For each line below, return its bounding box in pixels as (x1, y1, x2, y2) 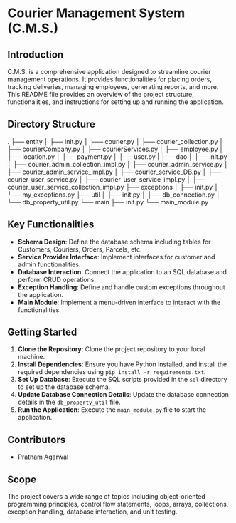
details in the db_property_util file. (17, 398, 121, 407)
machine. (17, 353, 45, 361)
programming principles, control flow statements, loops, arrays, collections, (7, 500, 229, 509)
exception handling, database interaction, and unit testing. (7, 507, 178, 516)
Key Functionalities (7, 219, 95, 231)
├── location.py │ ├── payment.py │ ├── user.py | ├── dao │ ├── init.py (7, 152, 227, 161)
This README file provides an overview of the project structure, (7, 90, 194, 98)
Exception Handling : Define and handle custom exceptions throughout (17, 283, 225, 291)
